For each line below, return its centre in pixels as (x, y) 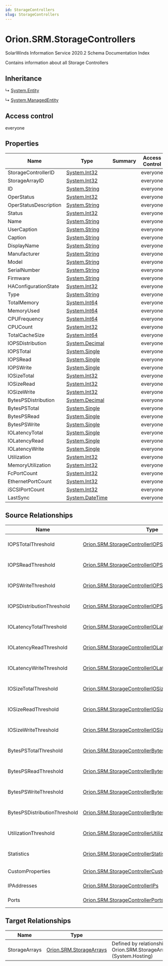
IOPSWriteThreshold (31, 585)
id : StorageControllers (30, 10)
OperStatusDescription (34, 205)
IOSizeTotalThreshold (33, 688)
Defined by (125, 943)
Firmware (19, 278)
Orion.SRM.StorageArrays (77, 949)
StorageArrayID (26, 181)
